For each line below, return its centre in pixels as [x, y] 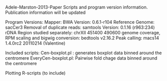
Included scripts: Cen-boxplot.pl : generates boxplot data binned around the [83, 53]
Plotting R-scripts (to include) [35, 73]
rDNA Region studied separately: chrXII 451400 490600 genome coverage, [83, 33]
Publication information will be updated [45, 12]
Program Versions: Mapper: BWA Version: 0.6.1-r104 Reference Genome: [80, 22]
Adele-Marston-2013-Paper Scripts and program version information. [76, 7]
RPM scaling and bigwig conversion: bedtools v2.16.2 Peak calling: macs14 [82, 38]
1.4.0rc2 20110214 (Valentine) [35, 43]
